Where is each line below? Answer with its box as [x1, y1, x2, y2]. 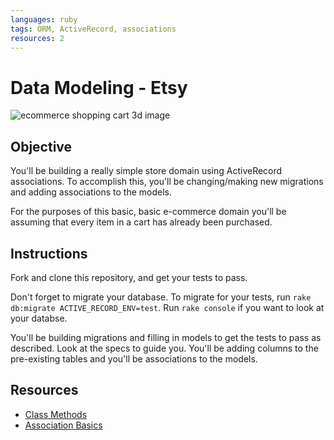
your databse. [10, 312, 68, 324]
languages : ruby [10, 14, 78, 25]
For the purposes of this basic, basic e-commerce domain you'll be [10, 206, 287, 218]
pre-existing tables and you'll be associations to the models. [10, 352, 258, 365]
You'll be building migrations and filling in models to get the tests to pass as [10, 331, 322, 343]
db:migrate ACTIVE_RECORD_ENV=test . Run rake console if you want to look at [10, 301, 325, 313]
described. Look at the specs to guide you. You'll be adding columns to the [10, 342, 319, 354]
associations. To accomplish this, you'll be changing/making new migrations [10, 176, 324, 188]
